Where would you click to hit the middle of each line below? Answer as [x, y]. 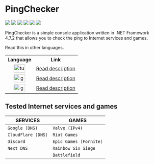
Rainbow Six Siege [74, 148]
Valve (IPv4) [68, 128]
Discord [16, 141]
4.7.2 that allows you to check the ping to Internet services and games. [77, 38]
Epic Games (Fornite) [77, 141]
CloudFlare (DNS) [28, 135]
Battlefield [66, 155]
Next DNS [18, 148]
